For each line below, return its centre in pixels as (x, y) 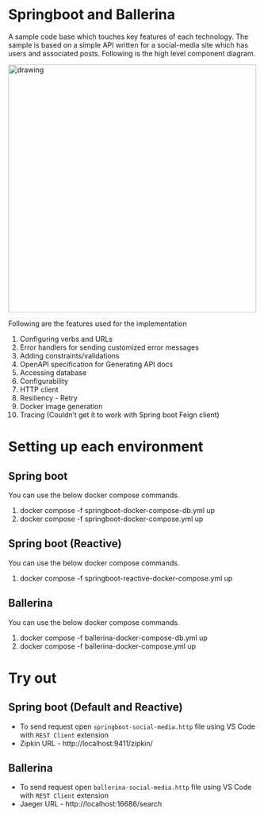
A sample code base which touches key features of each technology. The (128, 36)
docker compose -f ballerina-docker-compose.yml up (108, 646)
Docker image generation (61, 406)
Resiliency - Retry (48, 397)
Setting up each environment (106, 447)
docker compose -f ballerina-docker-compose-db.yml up (113, 638)
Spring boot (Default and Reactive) (96, 707)
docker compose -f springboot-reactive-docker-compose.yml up (126, 578)
